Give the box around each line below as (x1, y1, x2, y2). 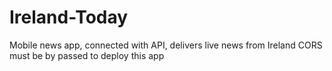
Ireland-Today (9, 6, 129, 29)
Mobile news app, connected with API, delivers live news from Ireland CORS (9, 39, 323, 51)
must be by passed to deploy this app (9, 49, 165, 61)
